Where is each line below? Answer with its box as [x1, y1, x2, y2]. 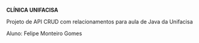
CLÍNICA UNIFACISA [6, 7, 58, 13]
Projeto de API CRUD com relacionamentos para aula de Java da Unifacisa [6, 18, 193, 25]
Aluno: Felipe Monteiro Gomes [6, 30, 82, 37]
